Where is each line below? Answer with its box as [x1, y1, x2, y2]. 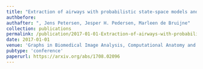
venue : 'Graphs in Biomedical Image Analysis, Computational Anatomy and [6, 43, 196, 49]
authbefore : [6, 14, 36, 20]
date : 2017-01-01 [6, 37, 50, 43]
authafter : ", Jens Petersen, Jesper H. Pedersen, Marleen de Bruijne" [6, 20, 190, 26]
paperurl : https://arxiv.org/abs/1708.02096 [6, 53, 120, 59]
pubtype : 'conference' [6, 48, 63, 54]
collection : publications [6, 25, 71, 32]
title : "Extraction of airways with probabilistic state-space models [6, 8, 188, 15]
